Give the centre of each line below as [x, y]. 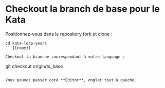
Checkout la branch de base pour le [83, 9]
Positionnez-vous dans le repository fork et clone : [59, 34]
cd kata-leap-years [26, 43]
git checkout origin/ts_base [34, 66]
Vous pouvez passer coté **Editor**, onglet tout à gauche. [71, 80]
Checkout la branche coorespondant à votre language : [65, 57]
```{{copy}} [18, 48]
